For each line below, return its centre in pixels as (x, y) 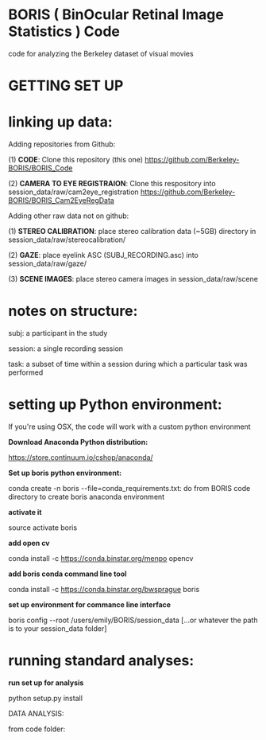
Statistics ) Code (64, 31)
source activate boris (43, 528)
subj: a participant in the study (58, 333)
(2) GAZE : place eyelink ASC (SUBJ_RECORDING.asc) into (103, 255)
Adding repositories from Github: (62, 144)
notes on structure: (73, 311)
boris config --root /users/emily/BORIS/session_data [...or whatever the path (133, 620)
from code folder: (37, 729)
